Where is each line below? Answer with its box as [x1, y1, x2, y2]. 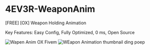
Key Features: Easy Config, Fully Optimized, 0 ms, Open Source [5, 29, 135, 35]
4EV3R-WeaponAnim [5, 3, 96, 15]
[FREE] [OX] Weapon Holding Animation [5, 20, 87, 26]
